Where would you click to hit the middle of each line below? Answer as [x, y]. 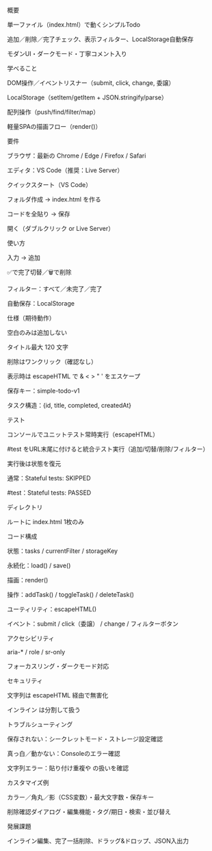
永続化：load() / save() [39, 565]
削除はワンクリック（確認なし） [52, 361]
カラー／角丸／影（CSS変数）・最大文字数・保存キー [81, 797]
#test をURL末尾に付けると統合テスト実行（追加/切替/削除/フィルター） [108, 449]
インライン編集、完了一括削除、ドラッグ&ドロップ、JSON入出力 [98, 841]
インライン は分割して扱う [44, 710]
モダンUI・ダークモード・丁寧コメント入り [67, 54]
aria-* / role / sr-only [36, 652]
